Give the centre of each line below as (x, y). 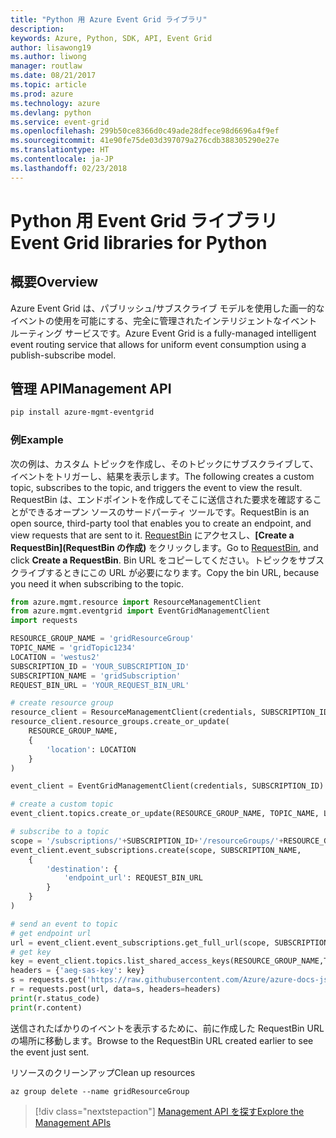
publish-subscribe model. (63, 355)
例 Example (37, 440)
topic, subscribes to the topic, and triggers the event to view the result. (156, 487)
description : (37, 29)
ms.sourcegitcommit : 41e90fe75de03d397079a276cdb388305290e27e (145, 141)
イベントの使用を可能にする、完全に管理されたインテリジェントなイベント (164, 320)
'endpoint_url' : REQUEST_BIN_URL (133, 878)
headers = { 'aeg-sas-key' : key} (77, 971)
